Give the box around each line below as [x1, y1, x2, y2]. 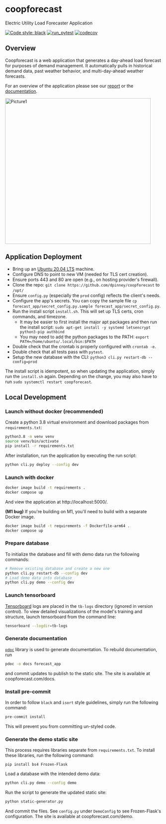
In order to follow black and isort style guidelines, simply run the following [5, 699, 159, 705]
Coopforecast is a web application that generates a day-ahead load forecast [5, 57, 162, 63]
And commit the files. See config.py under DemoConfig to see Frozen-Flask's [5, 808, 162, 814]
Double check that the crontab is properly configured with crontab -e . [12, 343, 156, 349]
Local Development [5, 393, 67, 402]
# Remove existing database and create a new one [5, 566, 110, 571]
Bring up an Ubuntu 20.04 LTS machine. [12, 266, 95, 272]
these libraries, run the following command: [5, 752, 94, 758]
